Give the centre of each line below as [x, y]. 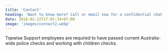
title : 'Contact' [23, 10]
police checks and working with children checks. [67, 43]
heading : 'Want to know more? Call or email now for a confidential [78, 14]
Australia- [151, 38]
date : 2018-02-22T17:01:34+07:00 [40, 19]
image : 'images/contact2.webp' [38, 24]
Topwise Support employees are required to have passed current [72, 38]
